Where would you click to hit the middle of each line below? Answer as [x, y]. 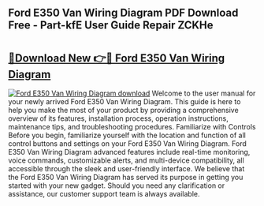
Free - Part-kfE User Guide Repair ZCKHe [111, 26]
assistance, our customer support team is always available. [104, 194]
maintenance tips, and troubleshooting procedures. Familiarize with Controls [132, 127]
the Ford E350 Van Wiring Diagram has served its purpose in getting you [126, 177]
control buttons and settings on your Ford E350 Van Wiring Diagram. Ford [127, 144]
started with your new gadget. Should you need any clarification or [117, 185]
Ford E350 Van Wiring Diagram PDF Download [123, 13]
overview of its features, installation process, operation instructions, [118, 118]
